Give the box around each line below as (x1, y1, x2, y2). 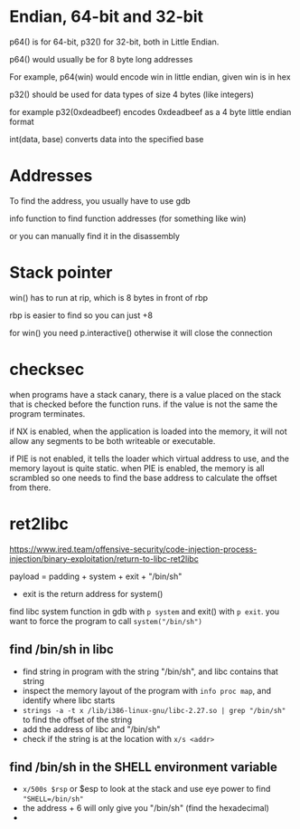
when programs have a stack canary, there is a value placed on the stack (9, 389, 282, 400)
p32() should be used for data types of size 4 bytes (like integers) (9, 89, 255, 100)
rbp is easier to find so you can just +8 (9, 310, 154, 321)
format (9, 116, 34, 127)
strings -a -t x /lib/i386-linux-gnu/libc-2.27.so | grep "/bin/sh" (22, 706, 286, 715)
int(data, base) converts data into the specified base (9, 133, 204, 144)
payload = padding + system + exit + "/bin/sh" (9, 571, 183, 582)
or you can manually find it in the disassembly (9, 230, 181, 241)
